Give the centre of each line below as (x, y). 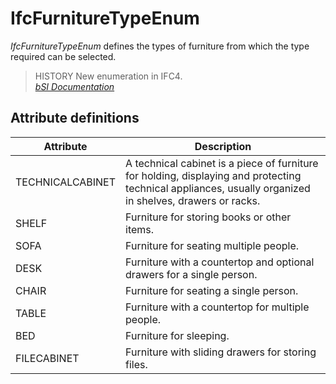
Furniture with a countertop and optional (220, 262)
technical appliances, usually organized (218, 188)
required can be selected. (63, 56)
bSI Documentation (74, 86)
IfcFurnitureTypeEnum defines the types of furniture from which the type (160, 46)
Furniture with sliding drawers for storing (221, 352)
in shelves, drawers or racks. (193, 200)
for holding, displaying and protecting (213, 175)
